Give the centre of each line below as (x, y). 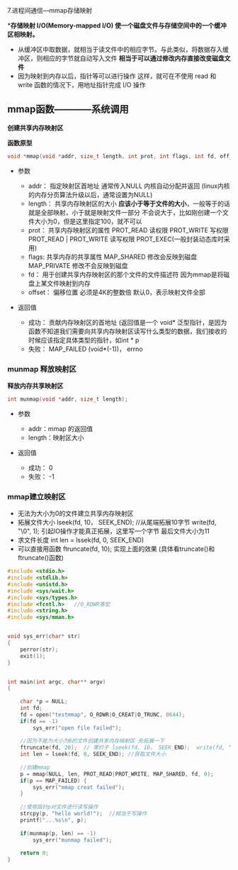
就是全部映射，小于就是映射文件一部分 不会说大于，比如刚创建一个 (125, 212)
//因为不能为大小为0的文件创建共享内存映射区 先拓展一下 (92, 741)
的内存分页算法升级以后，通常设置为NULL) (90, 194)
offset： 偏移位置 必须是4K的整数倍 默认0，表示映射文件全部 (117, 292)
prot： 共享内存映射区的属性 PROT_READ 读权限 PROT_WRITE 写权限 (128, 230)
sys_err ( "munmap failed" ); (73, 840)
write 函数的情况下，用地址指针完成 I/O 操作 (81, 85)
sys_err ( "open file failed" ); (77, 728)
